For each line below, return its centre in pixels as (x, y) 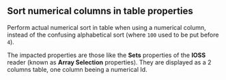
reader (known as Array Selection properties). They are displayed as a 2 (109, 62)
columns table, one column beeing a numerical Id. (77, 69)
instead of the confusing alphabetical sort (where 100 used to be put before (113, 35)
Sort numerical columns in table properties (100, 11)
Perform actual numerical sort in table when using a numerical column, (107, 27)
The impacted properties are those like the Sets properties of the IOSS (107, 55)
